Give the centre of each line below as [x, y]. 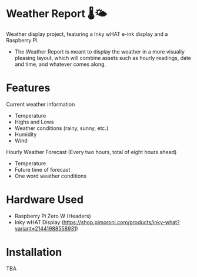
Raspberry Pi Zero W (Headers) [53, 216]
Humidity [26, 134]
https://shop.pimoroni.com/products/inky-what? [122, 222]
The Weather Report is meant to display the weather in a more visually [100, 51]
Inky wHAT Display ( [39, 222]
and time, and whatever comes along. [60, 64]
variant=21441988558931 [45, 228]
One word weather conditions [51, 176]
